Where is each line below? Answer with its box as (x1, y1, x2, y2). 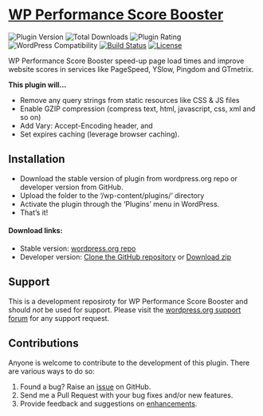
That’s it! (19, 208, 49, 217)
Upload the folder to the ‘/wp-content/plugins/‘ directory (19, 190, 205, 200)
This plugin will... (8, 80, 67, 89)
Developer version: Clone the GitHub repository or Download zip (19, 252, 232, 261)
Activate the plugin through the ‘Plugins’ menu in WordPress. (19, 199, 220, 208)
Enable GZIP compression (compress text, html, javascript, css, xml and (19, 104, 256, 113)
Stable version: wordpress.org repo (19, 244, 136, 253)
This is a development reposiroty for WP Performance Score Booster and (8, 296, 249, 306)
